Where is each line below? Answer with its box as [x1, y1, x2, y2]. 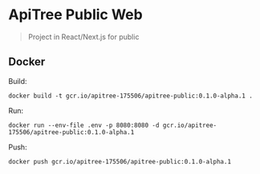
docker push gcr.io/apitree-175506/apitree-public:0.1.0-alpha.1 [8, 157, 231, 165]
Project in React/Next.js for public [27, 32, 140, 42]
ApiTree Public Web [8, 6, 143, 24]
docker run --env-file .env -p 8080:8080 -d [8, 121, 160, 129]
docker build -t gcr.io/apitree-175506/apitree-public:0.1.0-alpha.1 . [8, 92, 253, 100]
